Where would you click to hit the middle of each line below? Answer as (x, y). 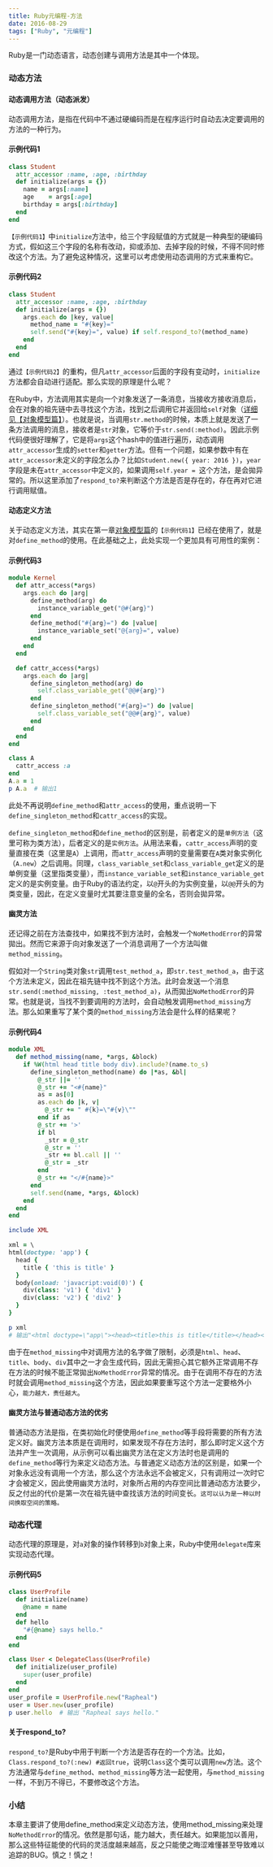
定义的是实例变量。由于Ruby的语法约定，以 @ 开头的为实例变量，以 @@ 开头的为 (136, 884)
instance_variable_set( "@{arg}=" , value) (109, 631)
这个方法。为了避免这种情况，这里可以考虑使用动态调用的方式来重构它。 (136, 256)
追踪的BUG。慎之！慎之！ (52, 1855)
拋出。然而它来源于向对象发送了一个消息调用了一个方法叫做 (108, 944)
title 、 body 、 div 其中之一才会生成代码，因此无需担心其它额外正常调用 (126, 1361)
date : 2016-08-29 (38, 24)
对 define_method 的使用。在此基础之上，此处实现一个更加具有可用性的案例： (135, 540)
